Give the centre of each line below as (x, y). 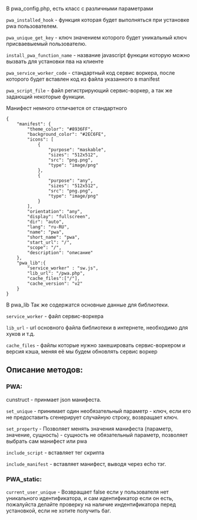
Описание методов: (45, 370)
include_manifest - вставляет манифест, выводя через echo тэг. (86, 464)
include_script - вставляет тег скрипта (55, 452)
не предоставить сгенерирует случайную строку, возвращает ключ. (92, 417)
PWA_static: (24, 479)
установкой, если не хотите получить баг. (59, 511)
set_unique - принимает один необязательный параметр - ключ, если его (98, 411)
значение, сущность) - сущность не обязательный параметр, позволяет (97, 435)
